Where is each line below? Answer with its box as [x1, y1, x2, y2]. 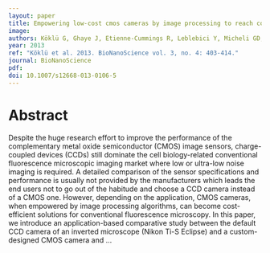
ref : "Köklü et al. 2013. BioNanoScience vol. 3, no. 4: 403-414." [8, 49, 239, 57]
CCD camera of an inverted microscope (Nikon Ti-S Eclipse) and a [8, 226, 228, 236]
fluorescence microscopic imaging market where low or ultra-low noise [8, 158, 245, 168]
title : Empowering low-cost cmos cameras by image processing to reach [8, 19, 253, 27]
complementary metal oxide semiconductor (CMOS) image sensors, [8, 141, 234, 151]
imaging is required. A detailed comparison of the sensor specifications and [8, 166, 260, 177]
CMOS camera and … [41, 235, 112, 245]
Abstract [8, 106, 68, 124]
